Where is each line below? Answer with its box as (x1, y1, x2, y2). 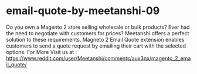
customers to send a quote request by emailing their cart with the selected (6, 42, 186, 49)
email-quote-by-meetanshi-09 (6, 4, 160, 18)
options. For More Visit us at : (6, 48, 77, 55)
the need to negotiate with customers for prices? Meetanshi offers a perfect (6, 29, 189, 36)
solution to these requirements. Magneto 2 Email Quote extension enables (6, 36, 185, 43)
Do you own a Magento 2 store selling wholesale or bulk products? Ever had (6, 23, 190, 31)
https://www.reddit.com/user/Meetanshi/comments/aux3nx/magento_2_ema (6, 55, 191, 62)
